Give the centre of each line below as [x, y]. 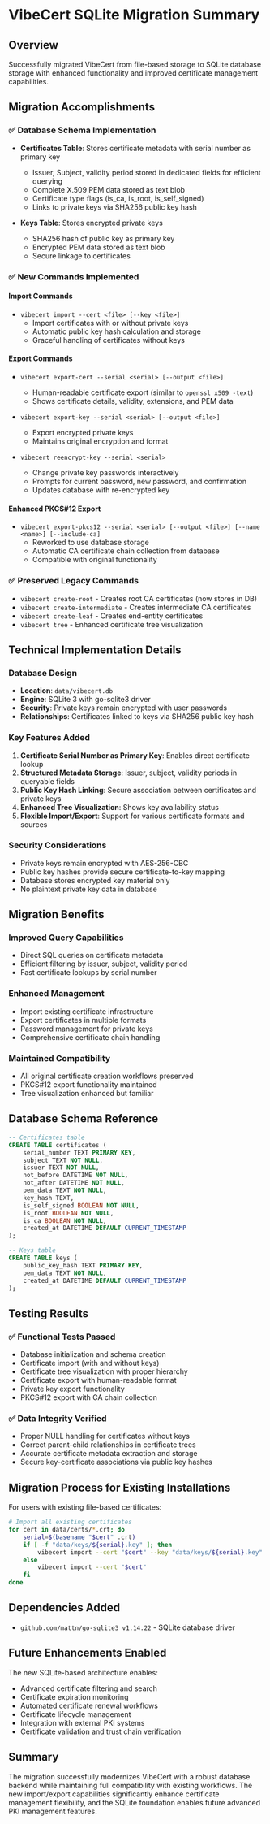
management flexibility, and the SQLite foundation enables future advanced [135, 1802]
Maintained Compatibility [60, 1058]
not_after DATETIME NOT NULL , [74, 1183]
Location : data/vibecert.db [66, 691]
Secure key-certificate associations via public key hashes [116, 1462]
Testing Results [49, 1313]
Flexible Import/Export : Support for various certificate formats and [132, 816]
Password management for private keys [87, 1029]
